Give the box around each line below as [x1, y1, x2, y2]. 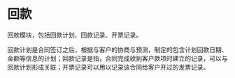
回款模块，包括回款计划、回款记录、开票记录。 [7, 31, 142, 39]
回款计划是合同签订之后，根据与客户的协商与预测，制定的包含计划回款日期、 [7, 45, 228, 54]
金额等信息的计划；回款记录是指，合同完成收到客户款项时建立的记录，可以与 [7, 54, 228, 63]
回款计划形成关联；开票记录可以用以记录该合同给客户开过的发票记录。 [7, 63, 210, 71]
